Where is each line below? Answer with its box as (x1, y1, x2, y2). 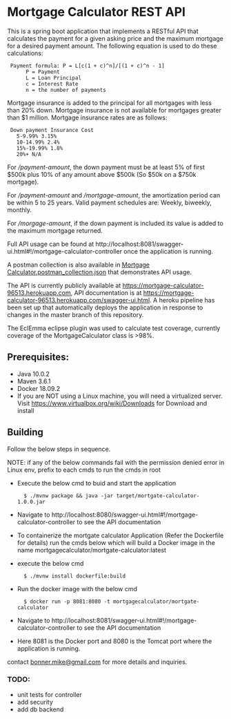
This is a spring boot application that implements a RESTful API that (7, 27, 199, 35)
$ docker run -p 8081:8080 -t (23, 598, 110, 605)
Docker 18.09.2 (17, 384, 61, 392)
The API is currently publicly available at (7, 281, 121, 289)
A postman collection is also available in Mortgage (7, 260, 150, 269)
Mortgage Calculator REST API (7, 4, 186, 20)
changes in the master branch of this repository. (7, 310, 144, 318)
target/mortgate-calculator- (116, 492, 200, 499)
